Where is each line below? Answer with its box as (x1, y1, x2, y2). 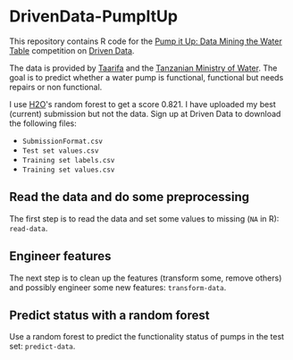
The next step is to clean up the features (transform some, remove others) (9, 272, 282, 283)
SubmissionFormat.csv (21, 137, 103, 146)
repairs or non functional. (9, 81, 103, 92)
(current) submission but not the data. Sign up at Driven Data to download (9, 108, 281, 119)
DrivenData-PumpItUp (9, 6, 179, 27)
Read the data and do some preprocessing (9, 189, 250, 205)
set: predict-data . (9, 341, 76, 352)
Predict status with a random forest (9, 307, 210, 322)
